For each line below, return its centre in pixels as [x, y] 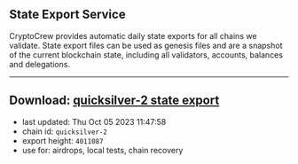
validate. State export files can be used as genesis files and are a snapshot [146, 45]
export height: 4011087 [63, 140]
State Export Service [67, 15]
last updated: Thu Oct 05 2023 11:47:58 [94, 121]
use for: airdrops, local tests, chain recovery [102, 150]
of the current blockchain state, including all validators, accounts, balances [146, 55]
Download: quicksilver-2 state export [114, 101]
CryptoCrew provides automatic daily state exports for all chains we [133, 35]
